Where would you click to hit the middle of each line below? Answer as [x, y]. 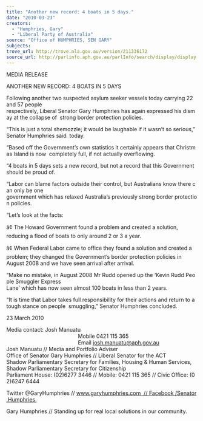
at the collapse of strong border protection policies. [78, 117]
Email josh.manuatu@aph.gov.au [118, 342]
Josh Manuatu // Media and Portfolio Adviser [62, 349]
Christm [185, 147]
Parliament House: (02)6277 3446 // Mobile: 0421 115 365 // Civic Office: [97, 375]
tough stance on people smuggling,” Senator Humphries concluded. [92, 306]
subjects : [19, 46]
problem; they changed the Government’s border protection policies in [94, 256]
